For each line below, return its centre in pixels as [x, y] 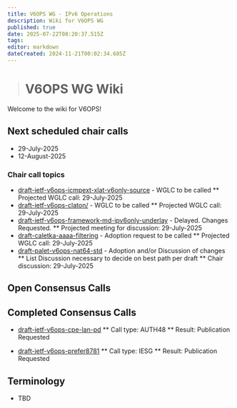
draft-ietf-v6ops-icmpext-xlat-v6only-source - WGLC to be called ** [118, 190]
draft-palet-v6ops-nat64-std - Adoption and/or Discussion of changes [121, 250]
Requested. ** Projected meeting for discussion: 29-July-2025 [110, 228]
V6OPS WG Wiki [74, 89]
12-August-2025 [42, 156]
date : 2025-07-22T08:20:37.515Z [55, 34]
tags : [15, 41]
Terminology [36, 381]
